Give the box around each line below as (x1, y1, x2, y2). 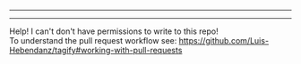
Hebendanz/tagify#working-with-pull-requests (9, 45, 183, 55)
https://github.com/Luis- (178, 36, 270, 45)
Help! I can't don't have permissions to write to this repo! (9, 26, 219, 36)
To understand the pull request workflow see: (9, 36, 177, 45)
